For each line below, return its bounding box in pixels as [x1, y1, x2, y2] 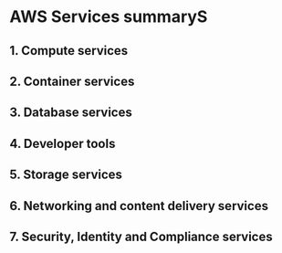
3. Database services [9, 105, 132, 121]
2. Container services [9, 73, 135, 89]
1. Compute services [9, 43, 129, 58]
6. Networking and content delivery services [9, 198, 269, 214]
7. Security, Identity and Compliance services [9, 228, 273, 244]
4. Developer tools [9, 135, 116, 152]
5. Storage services [9, 167, 123, 183]
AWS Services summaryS [9, 6, 208, 27]
